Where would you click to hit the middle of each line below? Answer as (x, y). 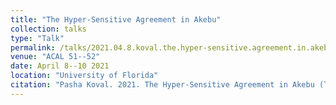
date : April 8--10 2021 (60, 66)
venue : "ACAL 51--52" (55, 57)
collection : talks (48, 29)
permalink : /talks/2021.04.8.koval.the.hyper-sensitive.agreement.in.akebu (171, 47)
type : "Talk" (37, 38)
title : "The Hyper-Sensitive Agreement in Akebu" (116, 19)
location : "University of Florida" (84, 76)
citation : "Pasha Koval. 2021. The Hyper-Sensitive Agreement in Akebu (162, 85)
